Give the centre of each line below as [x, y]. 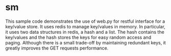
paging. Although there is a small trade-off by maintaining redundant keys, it [86, 42]
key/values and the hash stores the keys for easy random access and [78, 37]
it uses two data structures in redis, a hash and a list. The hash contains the [85, 32]
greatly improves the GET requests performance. [57, 48]
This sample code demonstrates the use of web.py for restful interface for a [85, 21]
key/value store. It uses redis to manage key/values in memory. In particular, [85, 26]
